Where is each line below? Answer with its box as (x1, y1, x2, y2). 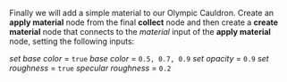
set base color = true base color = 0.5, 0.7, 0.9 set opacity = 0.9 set (9, 53, 270, 63)
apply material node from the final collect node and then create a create (9, 17, 279, 28)
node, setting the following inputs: (9, 36, 135, 46)
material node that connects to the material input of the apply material (9, 27, 271, 37)
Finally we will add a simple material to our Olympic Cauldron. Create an (9, 8, 274, 18)
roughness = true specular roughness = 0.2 (9, 62, 172, 73)
